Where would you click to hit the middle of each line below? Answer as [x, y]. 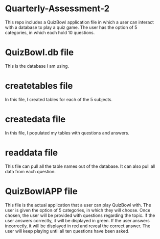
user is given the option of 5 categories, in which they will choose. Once [78, 210]
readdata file [31, 152]
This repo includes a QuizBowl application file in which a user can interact [80, 22]
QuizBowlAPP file [41, 191]
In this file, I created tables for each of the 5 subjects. [59, 99]
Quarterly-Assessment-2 [57, 9]
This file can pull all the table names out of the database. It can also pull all [80, 166]
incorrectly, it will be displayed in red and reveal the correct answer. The [78, 226]
